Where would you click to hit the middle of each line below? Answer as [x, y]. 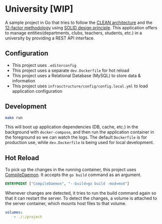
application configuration [37, 91]
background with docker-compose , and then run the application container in [80, 132]
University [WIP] [39, 9]
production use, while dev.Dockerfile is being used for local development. [80, 143]
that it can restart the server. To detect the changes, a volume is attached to [81, 198]
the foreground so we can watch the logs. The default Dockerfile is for [76, 137]
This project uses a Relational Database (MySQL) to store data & [76, 75]
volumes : [14, 213]
